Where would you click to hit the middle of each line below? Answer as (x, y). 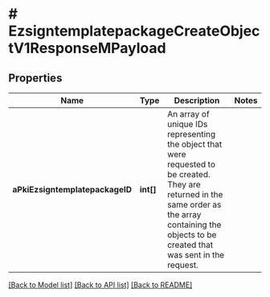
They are (184, 184)
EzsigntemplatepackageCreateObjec (134, 31)
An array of (189, 114)
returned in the (195, 194)
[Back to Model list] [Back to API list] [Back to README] (100, 285)
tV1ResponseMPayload (87, 48)
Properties (35, 78)
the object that (195, 144)
